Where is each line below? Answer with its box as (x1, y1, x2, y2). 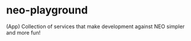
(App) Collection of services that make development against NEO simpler (6, 23, 185, 30)
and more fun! (6, 29, 41, 36)
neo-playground (6, 4, 88, 17)
